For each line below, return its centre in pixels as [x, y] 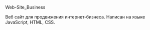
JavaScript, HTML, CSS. [30, 22]
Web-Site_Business [25, 7]
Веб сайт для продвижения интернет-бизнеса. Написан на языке [75, 17]
